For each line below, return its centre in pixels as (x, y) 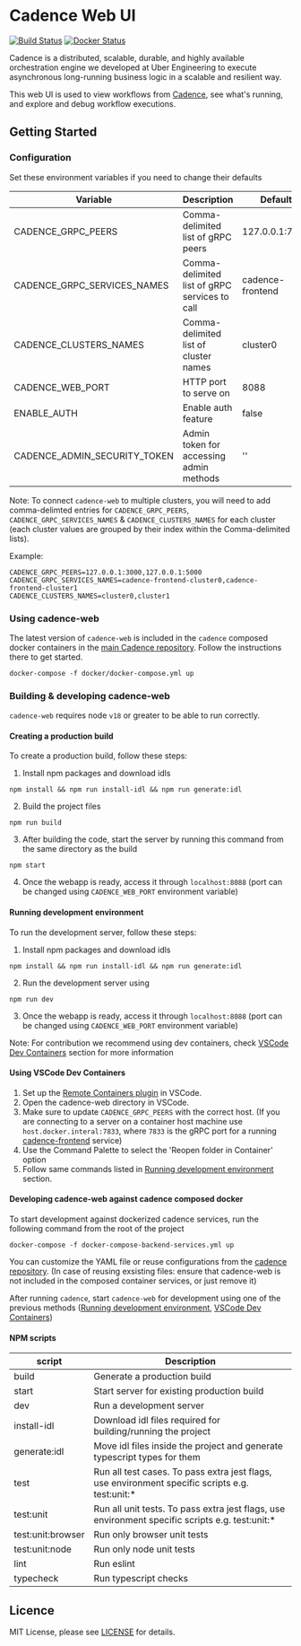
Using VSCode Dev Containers (68, 1073)
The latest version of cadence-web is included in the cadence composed (139, 637)
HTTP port (204, 381)
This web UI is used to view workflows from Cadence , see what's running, (146, 94)
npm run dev (31, 999)
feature (198, 418)
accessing (204, 456)
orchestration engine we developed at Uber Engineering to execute (133, 67)
